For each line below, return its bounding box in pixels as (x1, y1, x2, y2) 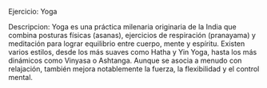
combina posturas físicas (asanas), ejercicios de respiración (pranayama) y (8, 31, 256, 40)
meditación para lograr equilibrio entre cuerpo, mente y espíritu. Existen (8, 39, 245, 48)
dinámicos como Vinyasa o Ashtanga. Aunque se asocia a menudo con (8, 55, 242, 65)
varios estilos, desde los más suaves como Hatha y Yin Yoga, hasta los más (8, 48, 257, 56)
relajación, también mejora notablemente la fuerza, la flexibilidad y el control (8, 64, 260, 74)
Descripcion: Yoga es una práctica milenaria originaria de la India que (8, 22, 237, 31)
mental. (8, 73, 34, 82)
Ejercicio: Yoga (8, 7, 58, 16)
